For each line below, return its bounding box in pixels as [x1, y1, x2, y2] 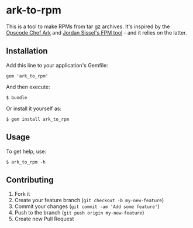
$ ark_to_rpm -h [6, 159, 46, 165]
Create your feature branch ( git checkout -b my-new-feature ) [14, 197, 164, 204]
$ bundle [6, 94, 27, 100]
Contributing [6, 175, 54, 185]
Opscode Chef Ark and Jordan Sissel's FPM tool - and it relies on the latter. [6, 29, 187, 36]
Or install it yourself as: [6, 105, 61, 112]
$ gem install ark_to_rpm [6, 116, 69, 122]
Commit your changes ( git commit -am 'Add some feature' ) [14, 203, 160, 210]
